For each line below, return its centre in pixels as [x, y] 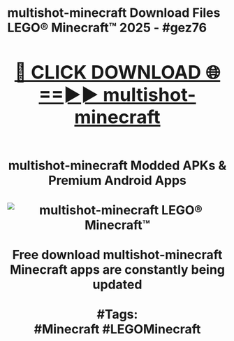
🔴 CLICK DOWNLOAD [108, 72]
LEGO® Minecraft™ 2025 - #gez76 [107, 28]
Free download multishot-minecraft [117, 255]
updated [117, 284]
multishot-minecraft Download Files [114, 13]
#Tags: [117, 314]
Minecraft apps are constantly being [117, 269]
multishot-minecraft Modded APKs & [117, 165]
